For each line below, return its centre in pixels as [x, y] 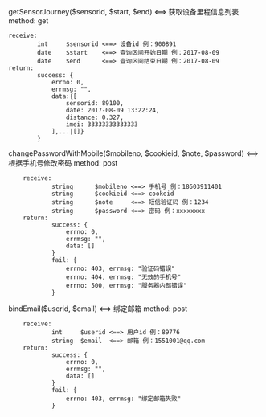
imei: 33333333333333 [102, 125]
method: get [29, 21]
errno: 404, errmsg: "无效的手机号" [123, 277]
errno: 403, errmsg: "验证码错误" [120, 268]
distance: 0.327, [95, 117]
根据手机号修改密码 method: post [63, 163]
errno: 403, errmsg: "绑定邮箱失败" [123, 399]
